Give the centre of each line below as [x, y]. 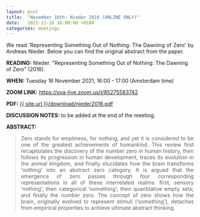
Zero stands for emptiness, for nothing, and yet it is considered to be [107, 139]
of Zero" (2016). [26, 70]
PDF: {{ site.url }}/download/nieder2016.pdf [60, 104]
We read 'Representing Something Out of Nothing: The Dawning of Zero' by [100, 45]
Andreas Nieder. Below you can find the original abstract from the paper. [95, 52]
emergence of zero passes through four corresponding [107, 177]
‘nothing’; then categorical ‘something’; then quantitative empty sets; [107, 189]
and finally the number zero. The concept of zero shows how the [107, 195]
